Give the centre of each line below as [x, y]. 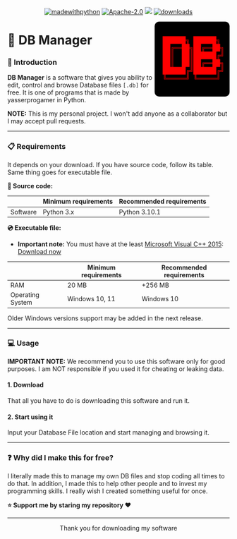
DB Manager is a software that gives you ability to [80, 78]
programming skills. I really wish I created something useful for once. [108, 491]
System [22, 303]
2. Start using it [30, 417]
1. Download [26, 385]
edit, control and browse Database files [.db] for [78, 85]
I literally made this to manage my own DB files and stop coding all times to [116, 476]
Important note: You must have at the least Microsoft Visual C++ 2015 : [121, 244]
